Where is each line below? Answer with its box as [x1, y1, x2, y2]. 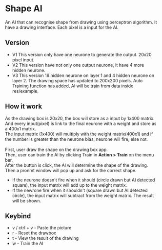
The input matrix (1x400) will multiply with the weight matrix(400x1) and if [5, 131, 153, 137]
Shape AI [5, 3, 42, 14]
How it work [5, 102, 42, 111]
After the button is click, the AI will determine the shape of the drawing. [5, 162, 148, 168]
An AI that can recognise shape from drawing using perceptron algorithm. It [5, 19, 157, 25]
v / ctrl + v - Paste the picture [12, 225, 72, 231]
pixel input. [12, 57, 35, 63]
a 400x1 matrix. [5, 125, 36, 131]
